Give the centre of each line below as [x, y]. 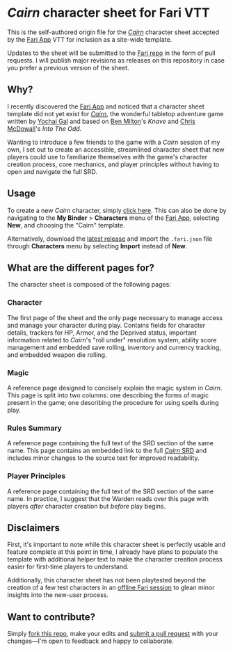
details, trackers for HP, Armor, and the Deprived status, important [102, 333]
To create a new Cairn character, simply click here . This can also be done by [117, 210]
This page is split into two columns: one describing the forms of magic [108, 395]
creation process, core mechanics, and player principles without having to [113, 164]
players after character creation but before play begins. [87, 506]
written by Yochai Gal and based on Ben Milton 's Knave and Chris [102, 121]
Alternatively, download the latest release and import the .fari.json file [110, 239]
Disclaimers [34, 528]
